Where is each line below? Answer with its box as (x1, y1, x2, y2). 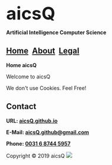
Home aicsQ (6, 61, 37, 68)
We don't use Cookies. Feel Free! (6, 84, 87, 91)
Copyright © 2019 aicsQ (6, 152, 65, 159)
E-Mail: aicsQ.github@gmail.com (6, 128, 90, 136)
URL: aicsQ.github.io (6, 117, 58, 124)
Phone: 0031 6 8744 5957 (6, 140, 71, 147)
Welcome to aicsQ (6, 73, 51, 80)
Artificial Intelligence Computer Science (6, 29, 107, 36)
